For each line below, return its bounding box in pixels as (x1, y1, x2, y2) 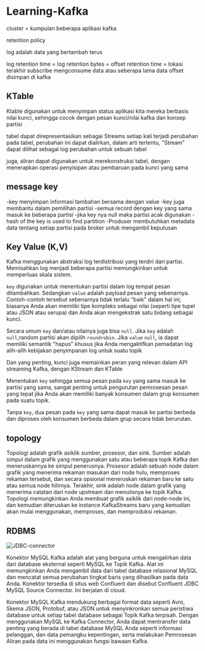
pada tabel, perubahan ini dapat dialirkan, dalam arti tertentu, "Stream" (6, 139, 185, 146)
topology (6, 433, 42, 443)
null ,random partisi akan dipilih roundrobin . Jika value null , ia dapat (6, 334, 179, 341)
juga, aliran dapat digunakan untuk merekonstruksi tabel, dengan (6, 157, 170, 164)
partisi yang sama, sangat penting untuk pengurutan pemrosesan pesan (6, 383, 188, 391)
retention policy (6, 36, 46, 44)
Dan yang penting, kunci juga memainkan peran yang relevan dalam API (6, 359, 188, 366)
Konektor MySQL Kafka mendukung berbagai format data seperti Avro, (6, 598, 185, 606)
